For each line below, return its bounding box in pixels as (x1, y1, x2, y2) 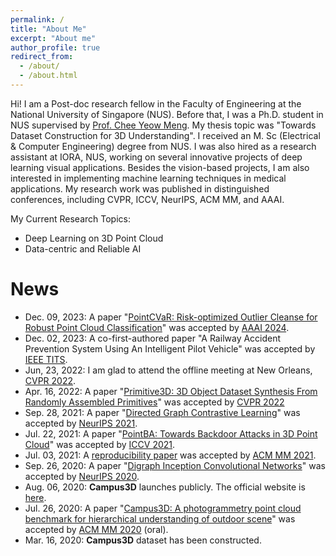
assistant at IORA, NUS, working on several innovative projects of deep (10, 151, 303, 163)
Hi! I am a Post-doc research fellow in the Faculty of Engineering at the (10, 97, 302, 110)
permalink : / (10, 14, 65, 25)
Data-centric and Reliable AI (24, 242, 142, 255)
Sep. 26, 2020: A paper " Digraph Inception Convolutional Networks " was (24, 459, 326, 471)
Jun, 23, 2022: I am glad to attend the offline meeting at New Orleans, (24, 364, 313, 376)
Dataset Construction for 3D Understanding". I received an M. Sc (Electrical (10, 129, 321, 141)
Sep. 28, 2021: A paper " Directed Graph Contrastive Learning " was (24, 406, 301, 418)
